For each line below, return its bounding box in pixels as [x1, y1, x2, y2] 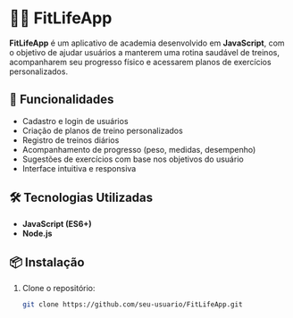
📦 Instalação [9, 255, 85, 270]
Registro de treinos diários [21, 134, 120, 146]
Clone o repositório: [21, 283, 96, 294]
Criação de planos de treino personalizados [21, 125, 183, 136]
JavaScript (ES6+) [21, 218, 92, 229]
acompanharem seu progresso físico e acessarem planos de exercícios [9, 56, 272, 67]
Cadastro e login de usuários [21, 115, 129, 126]
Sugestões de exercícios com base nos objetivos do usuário [21, 154, 244, 164]
